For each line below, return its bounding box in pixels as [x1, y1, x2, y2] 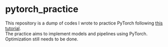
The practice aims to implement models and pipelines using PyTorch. [5, 30, 148, 36]
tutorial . [5, 25, 21, 31]
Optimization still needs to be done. [5, 36, 79, 42]
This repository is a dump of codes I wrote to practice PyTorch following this [5, 20, 163, 26]
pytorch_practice [5, 3, 79, 15]
